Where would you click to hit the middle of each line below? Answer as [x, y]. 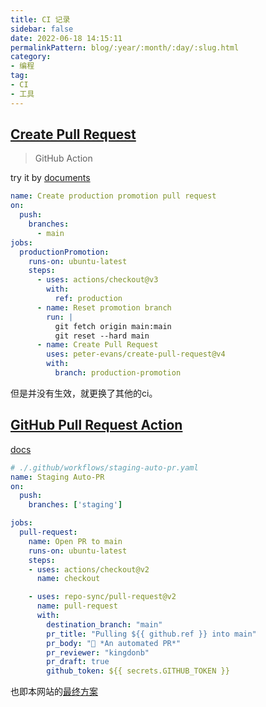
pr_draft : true [78, 662]
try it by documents [50, 178]
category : [31, 57]
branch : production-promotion [118, 373]
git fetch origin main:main [113, 326]
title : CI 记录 [40, 19]
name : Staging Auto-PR [57, 477]
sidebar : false [42, 29]
